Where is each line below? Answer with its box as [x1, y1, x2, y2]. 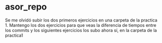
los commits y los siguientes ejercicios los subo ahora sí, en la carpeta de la [5, 27, 157, 33]
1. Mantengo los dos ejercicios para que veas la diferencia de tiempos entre [5, 22, 157, 28]
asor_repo [5, 1, 47, 12]
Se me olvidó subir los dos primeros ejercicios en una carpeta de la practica [5, 17, 158, 23]
